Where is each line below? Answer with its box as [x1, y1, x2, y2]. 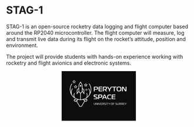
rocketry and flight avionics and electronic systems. [6, 59, 132, 66]
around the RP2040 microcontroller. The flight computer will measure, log [6, 29, 185, 36]
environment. [6, 42, 38, 49]
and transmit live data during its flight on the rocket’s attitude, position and [6, 35, 186, 42]
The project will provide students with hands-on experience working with [6, 53, 183, 60]
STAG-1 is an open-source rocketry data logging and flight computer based [6, 23, 189, 30]
